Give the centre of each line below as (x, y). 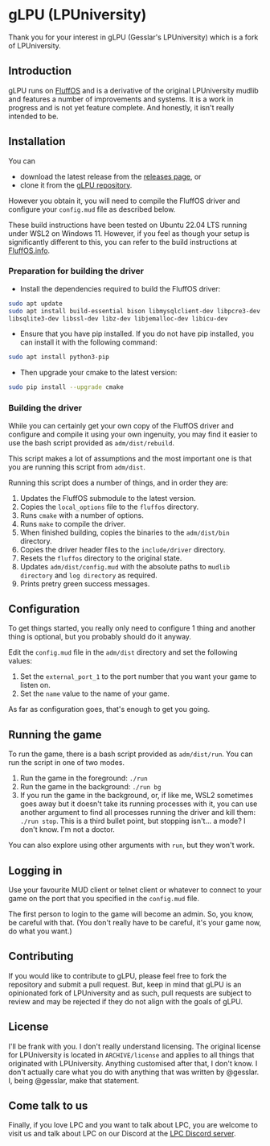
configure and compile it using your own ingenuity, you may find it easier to (133, 434)
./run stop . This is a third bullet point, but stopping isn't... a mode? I (133, 821)
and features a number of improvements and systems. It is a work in (121, 99)
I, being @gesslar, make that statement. (74, 1080)
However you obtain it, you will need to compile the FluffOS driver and (124, 201)
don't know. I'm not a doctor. (67, 830)
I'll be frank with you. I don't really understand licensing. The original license (135, 1046)
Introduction (40, 71)
